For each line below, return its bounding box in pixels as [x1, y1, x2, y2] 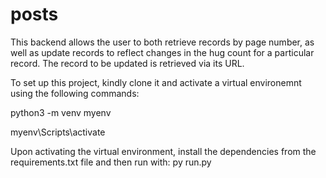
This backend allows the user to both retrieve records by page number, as [10, 36, 315, 48]
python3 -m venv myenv [10, 106, 112, 118]
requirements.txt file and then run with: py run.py [10, 156, 212, 168]
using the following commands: [10, 87, 140, 99]
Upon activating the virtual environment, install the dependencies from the [10, 145, 317, 157]
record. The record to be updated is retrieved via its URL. [10, 57, 245, 69]
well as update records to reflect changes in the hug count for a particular [10, 46, 315, 58]
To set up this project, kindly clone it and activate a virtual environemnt [10, 76, 302, 88]
